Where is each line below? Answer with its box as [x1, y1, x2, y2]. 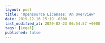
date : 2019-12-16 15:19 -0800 [5, 16, 68, 21]
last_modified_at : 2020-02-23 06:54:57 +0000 [5, 21, 100, 26]
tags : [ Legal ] [5, 26, 35, 31]
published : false [5, 30, 41, 35]
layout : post [5, 7, 32, 12]
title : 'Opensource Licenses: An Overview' [5, 12, 96, 17]
